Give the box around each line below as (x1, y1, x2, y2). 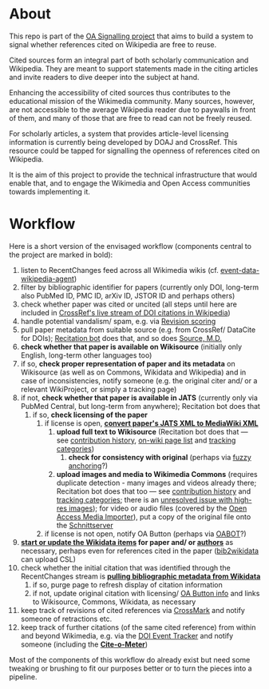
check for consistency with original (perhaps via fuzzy (68, 452, 252, 462)
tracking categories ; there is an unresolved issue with (56, 495, 233, 504)
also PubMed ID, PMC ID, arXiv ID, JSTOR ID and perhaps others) (20, 290, 235, 300)
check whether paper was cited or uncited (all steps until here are (20, 299, 238, 309)
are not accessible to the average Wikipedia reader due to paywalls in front (9, 105, 256, 114)
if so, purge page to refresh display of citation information (32, 579, 223, 589)
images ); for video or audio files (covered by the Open (68, 503, 247, 513)
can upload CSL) (20, 554, 77, 564)
